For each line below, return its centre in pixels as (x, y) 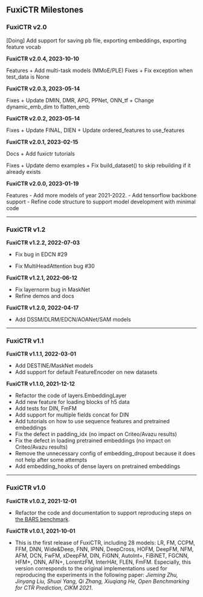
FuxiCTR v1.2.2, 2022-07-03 (43, 242)
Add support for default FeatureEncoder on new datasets (86, 372)
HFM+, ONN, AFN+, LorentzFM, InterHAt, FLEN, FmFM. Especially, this (103, 562)
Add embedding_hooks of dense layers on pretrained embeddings (97, 466)
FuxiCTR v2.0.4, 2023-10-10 (43, 58)
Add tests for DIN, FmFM (46, 409)
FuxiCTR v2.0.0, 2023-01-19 (43, 183)
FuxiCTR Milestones (45, 10)
